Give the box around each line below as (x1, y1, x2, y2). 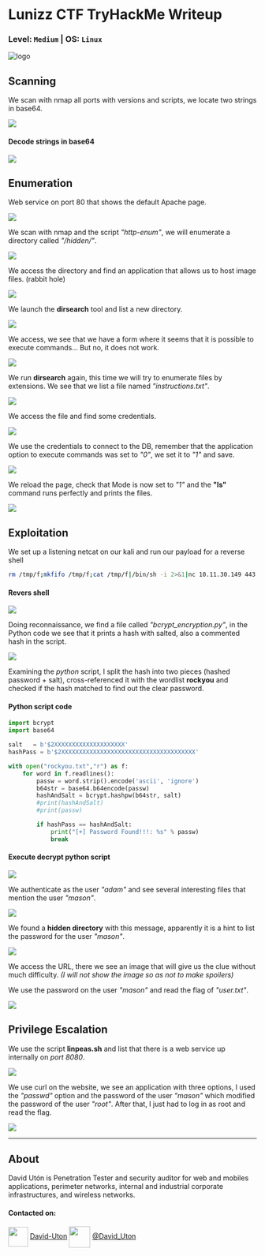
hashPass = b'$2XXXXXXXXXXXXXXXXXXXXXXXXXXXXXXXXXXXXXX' (8, 748, 200, 757)
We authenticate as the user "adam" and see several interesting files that (8, 884, 246, 894)
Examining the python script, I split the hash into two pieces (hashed (8, 667, 230, 676)
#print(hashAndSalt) (36, 799, 104, 807)
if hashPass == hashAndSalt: (36, 821, 132, 829)
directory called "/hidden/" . (8, 236, 97, 245)
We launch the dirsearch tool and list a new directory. (8, 305, 183, 314)
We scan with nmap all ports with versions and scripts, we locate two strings (8, 95, 257, 105)
